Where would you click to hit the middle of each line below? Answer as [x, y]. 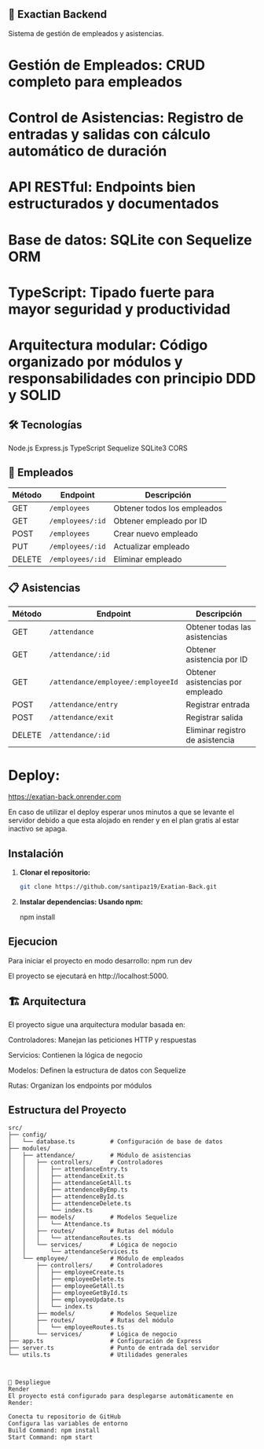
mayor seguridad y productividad [119, 309]
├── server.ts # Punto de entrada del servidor [114, 1348]
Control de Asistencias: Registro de [126, 118]
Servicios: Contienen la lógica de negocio [75, 1055]
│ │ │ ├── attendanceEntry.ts [68, 1169]
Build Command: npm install [54, 1431]
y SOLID [35, 395]
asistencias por [214, 682]
